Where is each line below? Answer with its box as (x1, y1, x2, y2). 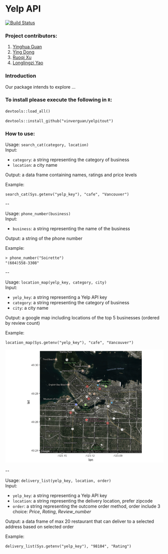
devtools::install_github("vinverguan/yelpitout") (5, 118, 114, 123)
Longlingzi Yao (12, 60, 44, 66)
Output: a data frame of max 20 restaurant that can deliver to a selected (5, 518, 154, 524)
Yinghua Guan (12, 44, 42, 50)
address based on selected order (5, 524, 74, 530)
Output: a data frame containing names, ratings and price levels (5, 172, 137, 178)
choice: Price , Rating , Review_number (12, 509, 92, 515)
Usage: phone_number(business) (5, 211, 71, 217)
